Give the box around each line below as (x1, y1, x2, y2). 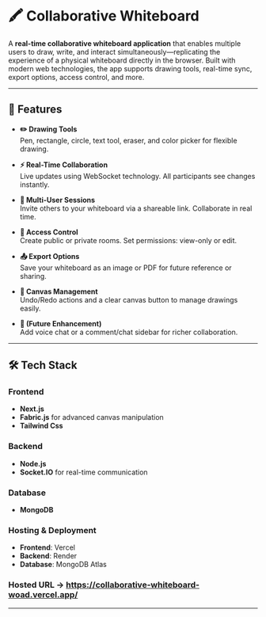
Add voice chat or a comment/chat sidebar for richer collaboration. (19, 327, 238, 337)
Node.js (19, 459, 47, 468)
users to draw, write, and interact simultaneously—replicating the (8, 47, 221, 56)
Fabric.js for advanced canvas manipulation (19, 413, 164, 422)
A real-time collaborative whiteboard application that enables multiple (8, 38, 241, 48)
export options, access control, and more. (8, 72, 145, 82)
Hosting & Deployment (8, 524, 97, 535)
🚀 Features (8, 103, 63, 116)
